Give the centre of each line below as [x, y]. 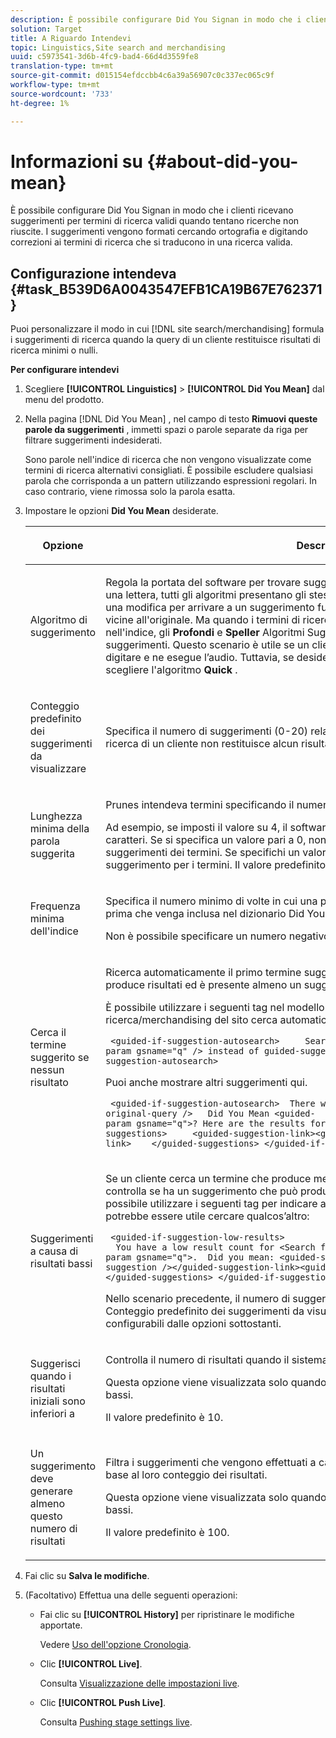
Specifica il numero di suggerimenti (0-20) [207, 731]
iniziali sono [57, 1401]
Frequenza [55, 906]
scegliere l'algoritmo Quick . [171, 670]
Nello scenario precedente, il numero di [198, 1299]
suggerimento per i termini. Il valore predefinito [215, 865]
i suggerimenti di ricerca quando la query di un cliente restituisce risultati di [165, 340]
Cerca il [48, 1033]
